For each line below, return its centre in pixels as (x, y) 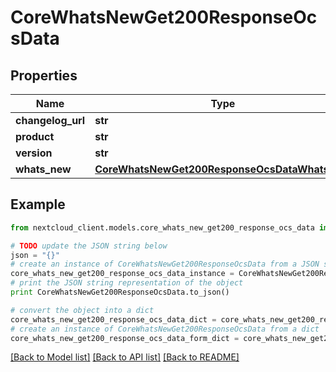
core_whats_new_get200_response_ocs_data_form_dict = (125, 338)
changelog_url (50, 120)
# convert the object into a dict (82, 310)
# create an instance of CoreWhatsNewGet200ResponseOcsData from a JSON (165, 264)
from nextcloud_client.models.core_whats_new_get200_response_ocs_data (162, 227)
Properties (44, 75)
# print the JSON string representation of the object (127, 283)
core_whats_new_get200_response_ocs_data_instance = (122, 274)
